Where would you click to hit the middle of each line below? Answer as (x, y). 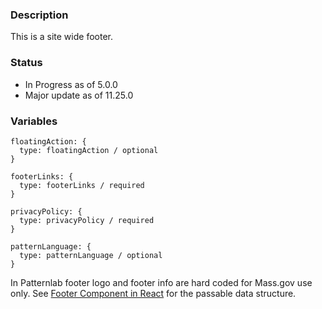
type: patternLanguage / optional (91, 255)
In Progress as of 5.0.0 (71, 84)
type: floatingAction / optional (89, 150)
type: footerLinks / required (82, 185)
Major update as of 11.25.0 (79, 95)
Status (26, 63)
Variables (34, 121)
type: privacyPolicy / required (87, 220)
